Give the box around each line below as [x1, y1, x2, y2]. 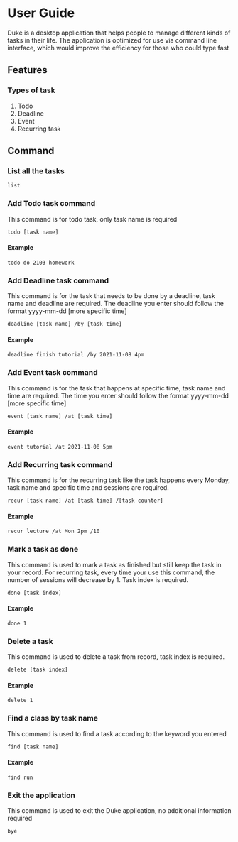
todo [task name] [7, 229, 59, 236]
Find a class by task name [7, 713, 98, 723]
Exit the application [7, 790, 76, 800]
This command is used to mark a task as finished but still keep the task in [7, 560, 222, 569]
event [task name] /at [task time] [7, 412, 113, 420]
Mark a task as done [7, 545, 79, 554]
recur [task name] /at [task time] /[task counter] [7, 497, 163, 505]
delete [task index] [7, 666, 69, 674]
